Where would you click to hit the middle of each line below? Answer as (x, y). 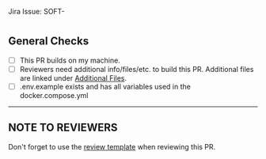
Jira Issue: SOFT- (36, 11)
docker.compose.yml (54, 95)
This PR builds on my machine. (70, 60)
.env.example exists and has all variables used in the (105, 86)
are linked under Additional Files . (73, 78)
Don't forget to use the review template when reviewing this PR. (112, 146)
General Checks (49, 42)
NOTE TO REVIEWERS (63, 128)
